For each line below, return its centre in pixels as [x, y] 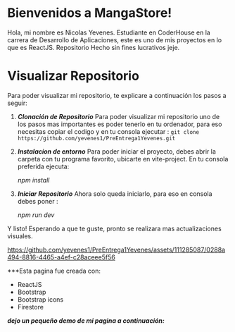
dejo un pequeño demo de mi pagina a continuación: [86, 320]
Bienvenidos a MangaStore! [90, 13]
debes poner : [38, 201]
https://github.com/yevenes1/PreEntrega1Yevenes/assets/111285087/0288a [116, 250]
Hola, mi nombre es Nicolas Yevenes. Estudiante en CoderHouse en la [109, 32]
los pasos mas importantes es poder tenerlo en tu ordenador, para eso [120, 124]
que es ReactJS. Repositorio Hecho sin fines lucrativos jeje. [94, 47]
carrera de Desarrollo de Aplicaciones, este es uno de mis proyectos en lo [115, 39]
